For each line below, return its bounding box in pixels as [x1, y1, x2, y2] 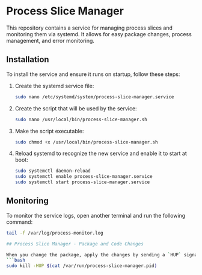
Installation [6, 54, 49, 65]
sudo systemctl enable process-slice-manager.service [14, 174, 153, 180]
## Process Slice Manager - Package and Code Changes [6, 241, 144, 247]
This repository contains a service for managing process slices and [6, 24, 173, 31]
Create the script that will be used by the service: [14, 104, 137, 112]
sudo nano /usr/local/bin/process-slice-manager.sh [14, 116, 147, 122]
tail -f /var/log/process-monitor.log [6, 230, 103, 236]
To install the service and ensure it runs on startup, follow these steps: [6, 71, 180, 78]
